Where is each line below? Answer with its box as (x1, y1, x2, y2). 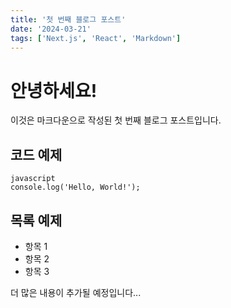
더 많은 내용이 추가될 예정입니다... (10, 286, 142, 298)
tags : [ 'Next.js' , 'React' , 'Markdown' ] (10, 33, 182, 43)
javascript (10, 174, 56, 184)
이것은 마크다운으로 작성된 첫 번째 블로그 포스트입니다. (10, 114, 222, 126)
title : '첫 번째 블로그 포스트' (10, 14, 127, 25)
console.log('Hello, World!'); (10, 182, 141, 193)
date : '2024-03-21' (10, 24, 92, 34)
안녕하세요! (10, 79, 98, 102)
